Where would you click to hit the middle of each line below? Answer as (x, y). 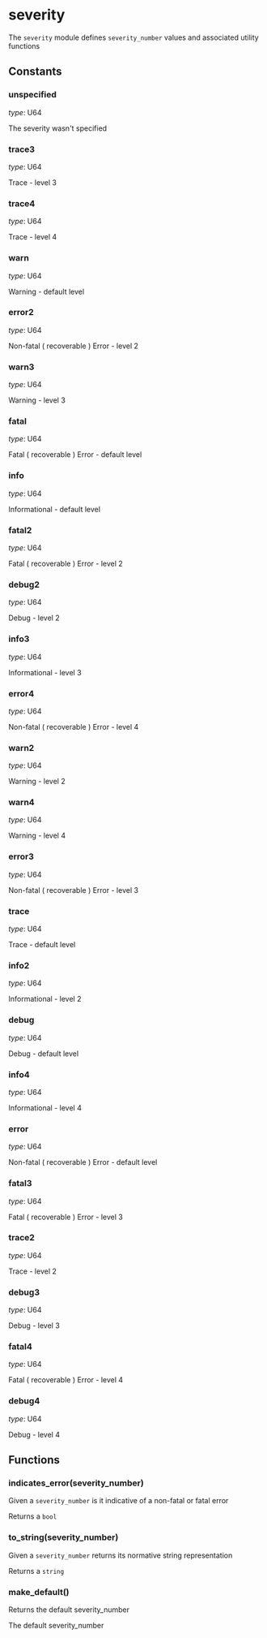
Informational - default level (55, 509)
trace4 (22, 203)
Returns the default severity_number (69, 1610)
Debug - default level (44, 1054)
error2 (21, 313)
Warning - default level (47, 291)
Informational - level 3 (45, 672)
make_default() (39, 1592)
